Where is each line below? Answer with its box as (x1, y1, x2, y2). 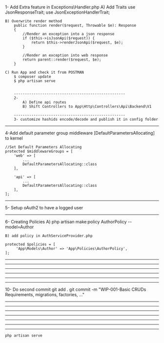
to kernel (5, 135, 23, 141)
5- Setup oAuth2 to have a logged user (5, 205, 83, 210)
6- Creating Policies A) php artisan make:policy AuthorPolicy (5, 219, 127, 224)
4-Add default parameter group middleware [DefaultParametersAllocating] (5, 130, 155, 136)
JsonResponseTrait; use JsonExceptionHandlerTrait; (5, 9, 110, 15)
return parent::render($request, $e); (22, 57, 102, 62)
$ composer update (14, 74, 51, 79)
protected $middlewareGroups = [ (5, 149, 73, 154)
